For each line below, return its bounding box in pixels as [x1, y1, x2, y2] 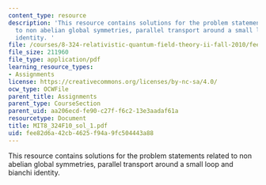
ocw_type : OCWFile [8, 85, 69, 93]
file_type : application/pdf [8, 56, 101, 64]
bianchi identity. [8, 168, 61, 177]
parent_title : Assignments [8, 92, 97, 100]
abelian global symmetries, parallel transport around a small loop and [8, 159, 234, 168]
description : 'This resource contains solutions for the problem [8, 19, 228, 27]
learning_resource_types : [8, 63, 93, 71]
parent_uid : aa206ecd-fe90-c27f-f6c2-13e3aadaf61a [8, 108, 179, 115]
